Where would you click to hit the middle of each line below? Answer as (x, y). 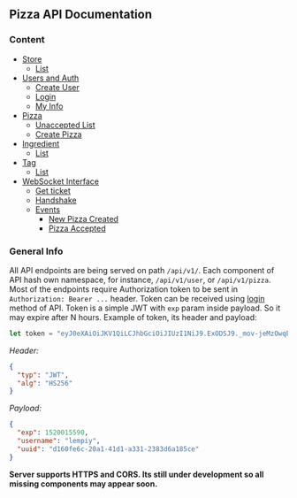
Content (27, 40)
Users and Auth (50, 78)
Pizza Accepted (77, 228)
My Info (49, 106)
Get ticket (53, 190)
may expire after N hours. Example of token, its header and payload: (133, 317)
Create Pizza (58, 134)
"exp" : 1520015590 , (53, 433)
